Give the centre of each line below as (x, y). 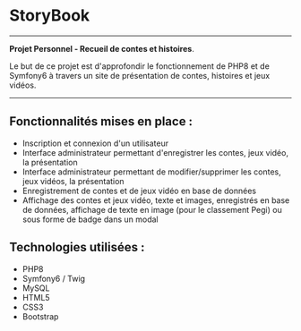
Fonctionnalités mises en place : (101, 122)
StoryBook (50, 16)
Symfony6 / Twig (54, 278)
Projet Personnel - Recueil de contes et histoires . (102, 48)
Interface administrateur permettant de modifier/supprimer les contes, (152, 172)
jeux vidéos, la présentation (73, 181)
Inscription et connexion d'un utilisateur (95, 143)
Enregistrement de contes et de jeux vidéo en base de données (139, 191)
